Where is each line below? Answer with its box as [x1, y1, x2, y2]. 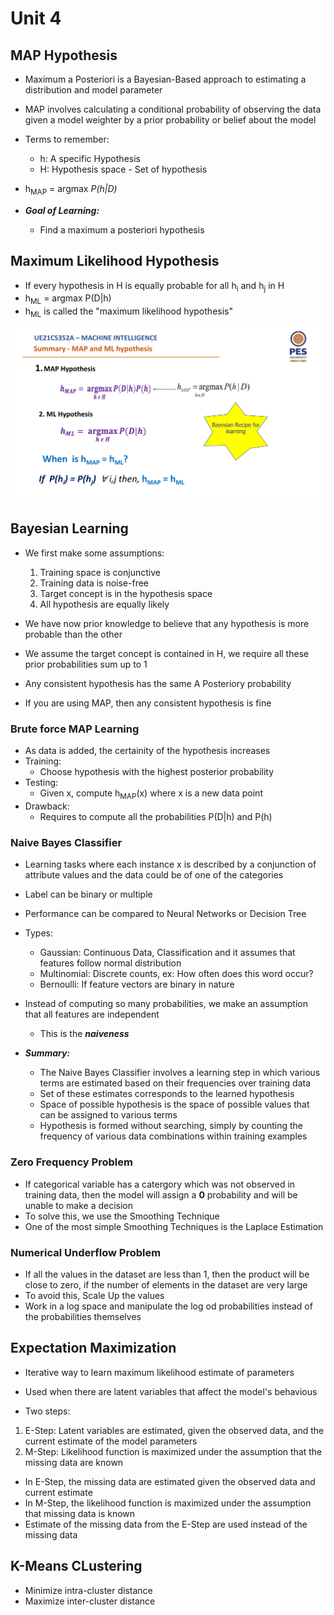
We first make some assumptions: [24, 547, 165, 559]
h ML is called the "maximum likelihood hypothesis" [24, 305, 233, 319]
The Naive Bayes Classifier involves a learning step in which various [39, 1067, 321, 1079]
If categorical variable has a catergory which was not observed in [24, 1178, 296, 1190]
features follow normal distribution [39, 957, 182, 969]
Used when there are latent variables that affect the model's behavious [24, 1385, 318, 1397]
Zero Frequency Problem [10, 1155, 133, 1169]
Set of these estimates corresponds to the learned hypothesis [39, 1088, 295, 1100]
